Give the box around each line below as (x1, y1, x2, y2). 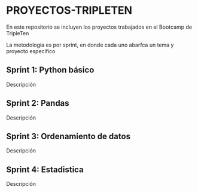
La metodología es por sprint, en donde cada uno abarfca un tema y (6, 41, 174, 48)
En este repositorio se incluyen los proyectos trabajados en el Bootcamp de (6, 23, 193, 30)
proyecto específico (6, 47, 56, 54)
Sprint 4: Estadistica (6, 164, 84, 174)
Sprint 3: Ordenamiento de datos (6, 131, 130, 141)
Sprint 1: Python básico (6, 65, 95, 75)
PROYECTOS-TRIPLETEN (6, 4, 133, 17)
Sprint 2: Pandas (6, 98, 70, 108)
